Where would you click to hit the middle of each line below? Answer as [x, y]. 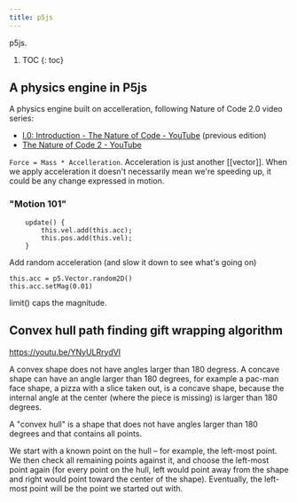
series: [21, 118]
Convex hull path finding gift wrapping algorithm [146, 330]
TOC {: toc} [43, 59]
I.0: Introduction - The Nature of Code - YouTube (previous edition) [144, 136]
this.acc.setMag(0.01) [51, 286]
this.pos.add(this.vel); [87, 238]
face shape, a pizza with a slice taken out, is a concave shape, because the [147, 388]
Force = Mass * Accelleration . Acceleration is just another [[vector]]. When [148, 162]
